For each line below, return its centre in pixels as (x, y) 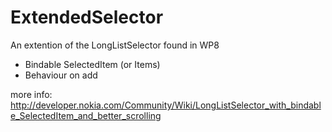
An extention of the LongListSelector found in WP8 (115, 45)
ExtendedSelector (87, 17)
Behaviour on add (61, 75)
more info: (31, 94)
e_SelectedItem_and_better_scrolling (86, 115)
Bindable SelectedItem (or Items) (92, 64)
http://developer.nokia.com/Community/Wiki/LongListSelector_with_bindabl (166, 105)
